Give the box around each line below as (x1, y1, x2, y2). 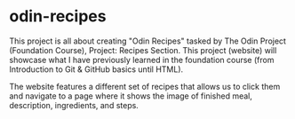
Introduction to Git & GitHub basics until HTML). (9, 64, 184, 75)
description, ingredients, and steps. (9, 99, 140, 110)
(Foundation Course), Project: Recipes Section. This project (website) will (9, 44, 277, 55)
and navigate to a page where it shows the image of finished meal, (9, 91, 253, 101)
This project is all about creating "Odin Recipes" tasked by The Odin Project (9, 36, 287, 46)
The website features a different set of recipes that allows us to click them (9, 81, 281, 91)
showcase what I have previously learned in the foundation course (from (9, 54, 275, 65)
